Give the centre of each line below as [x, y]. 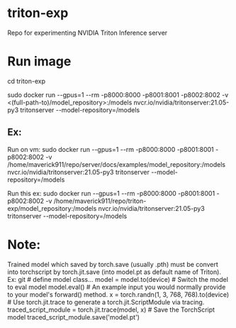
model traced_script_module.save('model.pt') [74, 317]
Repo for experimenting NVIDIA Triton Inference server [88, 33]
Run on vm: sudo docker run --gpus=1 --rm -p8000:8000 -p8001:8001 [111, 149]
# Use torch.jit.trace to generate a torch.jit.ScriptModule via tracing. [106, 302]
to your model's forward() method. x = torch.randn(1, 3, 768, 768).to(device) [118, 294]
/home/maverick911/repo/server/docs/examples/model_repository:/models [116, 164]
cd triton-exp [27, 81]
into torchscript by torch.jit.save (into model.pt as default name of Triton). [114, 272]
